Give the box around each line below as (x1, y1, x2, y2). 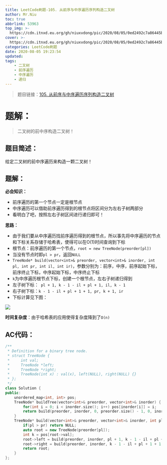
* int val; (7, 358, 39, 363)
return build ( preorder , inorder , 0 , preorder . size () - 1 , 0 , (23, 409, 153, 414)
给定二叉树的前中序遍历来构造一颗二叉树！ (5, 158, 92, 164)
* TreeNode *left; (7, 363, 55, 368)
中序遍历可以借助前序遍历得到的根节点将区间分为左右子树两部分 (12, 205, 143, 211)
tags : (5, 58, 16, 63)
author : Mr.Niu (5, 12, 37, 17)
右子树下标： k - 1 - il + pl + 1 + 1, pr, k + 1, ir (12, 288, 123, 294)
